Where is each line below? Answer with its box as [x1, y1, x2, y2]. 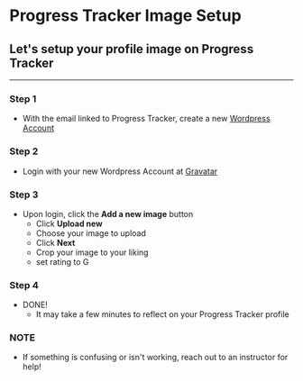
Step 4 [9, 278, 39, 291]
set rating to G [35, 256, 89, 267]
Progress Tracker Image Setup [9, 5, 242, 26]
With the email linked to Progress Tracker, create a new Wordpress [22, 113, 271, 124]
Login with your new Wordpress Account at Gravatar [22, 166, 218, 177]
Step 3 [9, 188, 39, 201]
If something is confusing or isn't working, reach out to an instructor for [22, 352, 289, 363]
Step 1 [9, 92, 37, 104]
